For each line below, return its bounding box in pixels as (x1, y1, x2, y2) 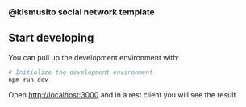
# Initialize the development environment (8, 68, 153, 76)
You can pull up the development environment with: (8, 52, 180, 62)
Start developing (8, 31, 94, 45)
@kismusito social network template (8, 6, 155, 18)
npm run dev (8, 76, 48, 84)
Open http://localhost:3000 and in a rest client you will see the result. (8, 90, 239, 100)
